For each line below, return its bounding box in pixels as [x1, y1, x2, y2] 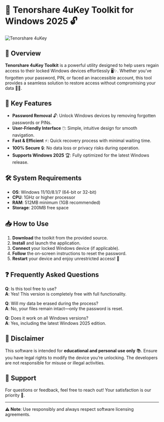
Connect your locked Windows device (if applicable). [12, 245, 120, 251]
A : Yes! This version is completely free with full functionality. [5, 291, 127, 297]
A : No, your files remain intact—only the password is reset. [5, 306, 123, 311]
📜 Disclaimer [5, 334, 44, 343]
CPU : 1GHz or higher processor [12, 195, 76, 201]
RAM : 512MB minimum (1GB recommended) [12, 200, 101, 205]
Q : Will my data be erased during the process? [5, 301, 99, 306]
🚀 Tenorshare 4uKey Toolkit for [5, 4, 134, 16]
